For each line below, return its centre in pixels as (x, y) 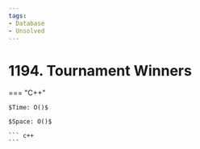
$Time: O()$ (28, 108)
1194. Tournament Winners (100, 70)
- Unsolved (27, 31)
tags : (17, 16)
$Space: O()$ (30, 122)
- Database (27, 23)
